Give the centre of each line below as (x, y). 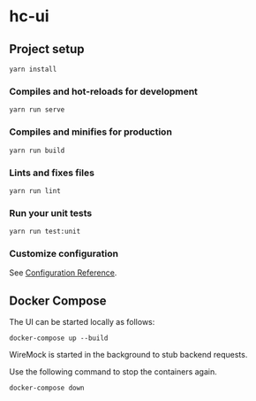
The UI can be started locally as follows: (82, 322)
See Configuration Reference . (63, 273)
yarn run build (37, 150)
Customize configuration (64, 254)
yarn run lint (35, 191)
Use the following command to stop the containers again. (113, 372)
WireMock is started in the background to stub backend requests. (128, 355)
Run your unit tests (51, 212)
